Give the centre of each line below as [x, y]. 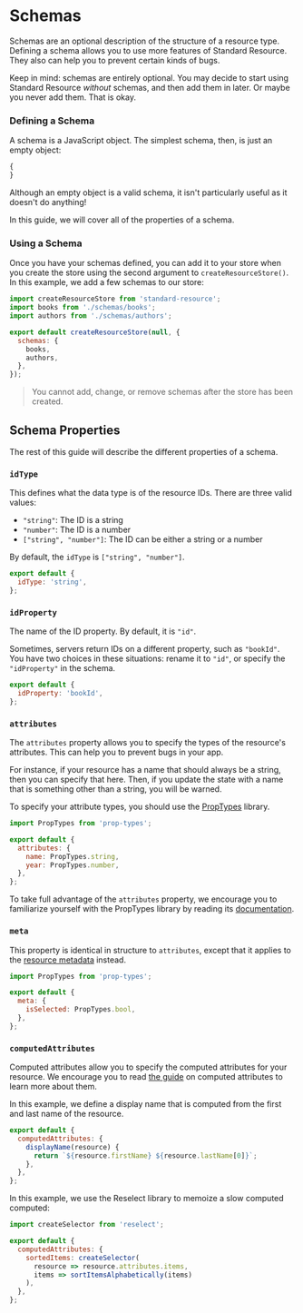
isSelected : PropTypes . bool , [81, 1010]
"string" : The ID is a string [73, 520]
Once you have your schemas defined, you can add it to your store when [145, 263]
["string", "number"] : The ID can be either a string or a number [142, 539]
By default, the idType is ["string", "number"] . [97, 557]
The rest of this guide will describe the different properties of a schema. [144, 451]
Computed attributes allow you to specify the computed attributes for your [148, 1067]
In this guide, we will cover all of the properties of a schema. [122, 220]
